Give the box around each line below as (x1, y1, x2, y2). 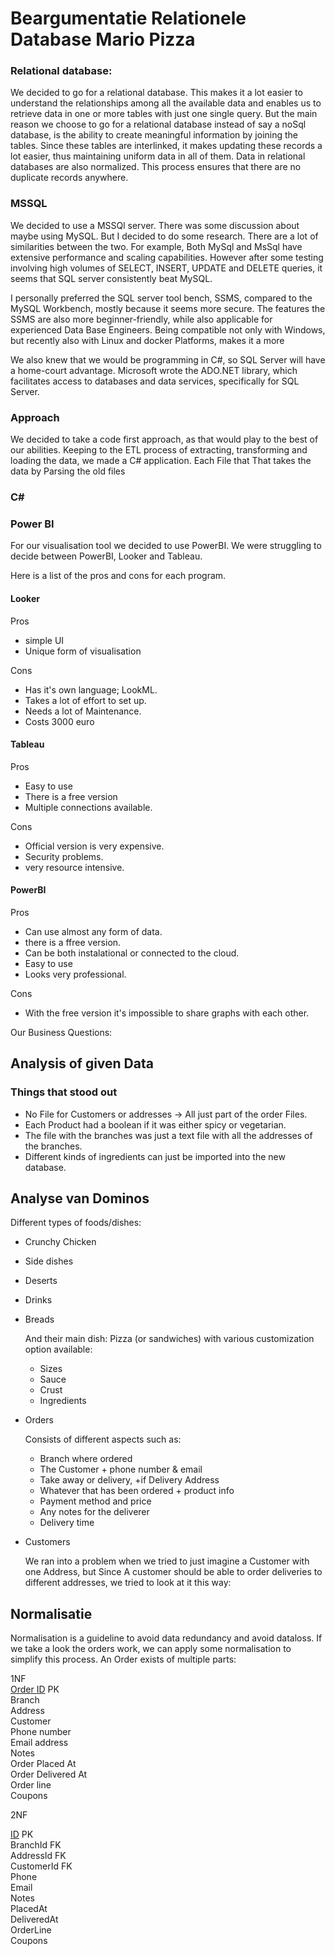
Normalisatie (10, 1605, 93, 1622)
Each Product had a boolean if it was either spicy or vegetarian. (24, 1118, 287, 1131)
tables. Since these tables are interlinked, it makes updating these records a (10, 140, 323, 152)
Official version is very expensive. (24, 840, 165, 852)
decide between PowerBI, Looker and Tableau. (10, 550, 203, 562)
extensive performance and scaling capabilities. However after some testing (10, 251, 324, 263)
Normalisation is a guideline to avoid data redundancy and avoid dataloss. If (10, 1632, 323, 1644)
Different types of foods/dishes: (10, 1217, 142, 1229)
